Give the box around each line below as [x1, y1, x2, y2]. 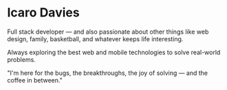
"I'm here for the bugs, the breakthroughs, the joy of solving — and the [7, 69, 208, 77]
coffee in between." [7, 76, 63, 84]
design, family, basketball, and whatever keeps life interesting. [7, 34, 184, 43]
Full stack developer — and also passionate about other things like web [7, 27, 209, 36]
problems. [7, 55, 36, 63]
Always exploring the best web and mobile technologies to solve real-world [7, 48, 221, 56]
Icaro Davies [7, 5, 80, 21]
